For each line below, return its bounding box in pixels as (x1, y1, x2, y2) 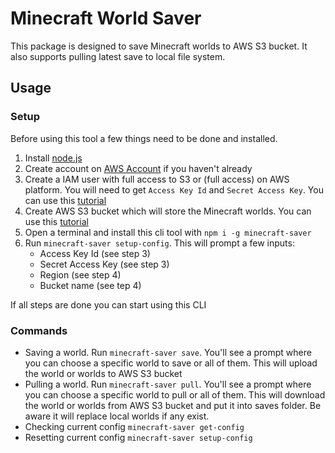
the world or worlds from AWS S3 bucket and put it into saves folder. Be (24, 399, 322, 411)
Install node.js (24, 152, 83, 164)
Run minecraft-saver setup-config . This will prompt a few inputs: (24, 237, 295, 249)
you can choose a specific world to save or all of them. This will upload (24, 357, 318, 369)
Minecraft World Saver (10, 7, 202, 30)
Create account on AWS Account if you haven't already (24, 162, 253, 174)
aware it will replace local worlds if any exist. (24, 410, 210, 422)
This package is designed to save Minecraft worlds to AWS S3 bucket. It (10, 40, 308, 52)
